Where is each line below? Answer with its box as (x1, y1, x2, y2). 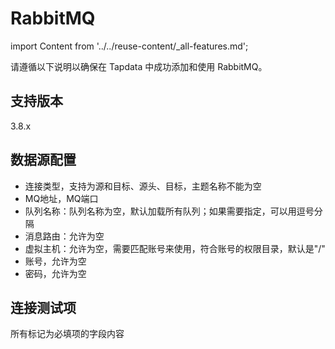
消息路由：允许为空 (24, 230, 105, 242)
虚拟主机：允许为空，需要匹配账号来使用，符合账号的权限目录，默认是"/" (24, 242, 326, 254)
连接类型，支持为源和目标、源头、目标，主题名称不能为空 (24, 180, 262, 192)
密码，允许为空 (24, 267, 87, 279)
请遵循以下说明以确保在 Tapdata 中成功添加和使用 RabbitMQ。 (10, 60, 268, 72)
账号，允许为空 (24, 255, 87, 267)
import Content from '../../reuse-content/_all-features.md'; (10, 40, 249, 52)
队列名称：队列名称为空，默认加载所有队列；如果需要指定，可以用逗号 (24, 205, 315, 217)
